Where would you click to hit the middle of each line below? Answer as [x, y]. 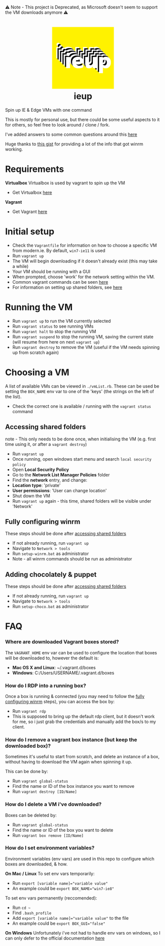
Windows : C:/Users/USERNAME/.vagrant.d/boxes [63, 673]
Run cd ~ [21, 907]
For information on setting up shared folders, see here [67, 287]
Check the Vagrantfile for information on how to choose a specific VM [84, 245]
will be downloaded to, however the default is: [52, 658]
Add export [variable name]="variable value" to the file [70, 918]
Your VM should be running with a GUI [51, 271]
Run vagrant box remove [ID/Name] [48, 835]
